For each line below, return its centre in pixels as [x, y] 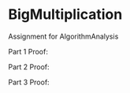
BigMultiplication [65, 15]
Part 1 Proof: [28, 51]
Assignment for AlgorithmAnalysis [63, 36]
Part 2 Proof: [29, 67]
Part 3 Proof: [29, 82]
